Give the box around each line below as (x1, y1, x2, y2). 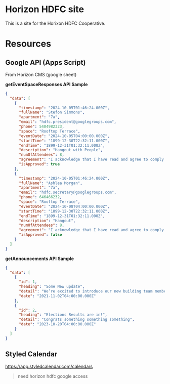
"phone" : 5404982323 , (18, 124, 65, 130)
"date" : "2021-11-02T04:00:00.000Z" (18, 293, 96, 298)
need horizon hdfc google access (17, 373, 88, 379)
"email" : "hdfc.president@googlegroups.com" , (18, 119, 116, 124)
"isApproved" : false (18, 232, 62, 237)
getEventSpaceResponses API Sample (5, 81, 88, 87)
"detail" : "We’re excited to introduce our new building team (18, 289, 153, 294)
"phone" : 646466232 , (18, 195, 62, 200)
